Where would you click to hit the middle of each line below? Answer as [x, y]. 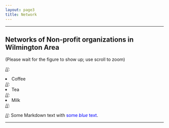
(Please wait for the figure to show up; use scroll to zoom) [65, 59]
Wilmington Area [32, 47]
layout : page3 [20, 10]
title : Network [21, 15]
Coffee [19, 79]
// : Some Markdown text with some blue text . [52, 115]
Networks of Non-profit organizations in [70, 39]
